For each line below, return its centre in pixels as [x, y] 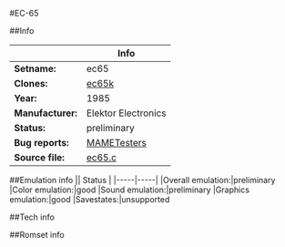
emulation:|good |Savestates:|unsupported [90, 199]
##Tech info [32, 217]
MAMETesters [117, 143]
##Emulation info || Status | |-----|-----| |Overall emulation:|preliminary [142, 180]
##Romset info [37, 235]
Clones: [31, 83]
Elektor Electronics [126, 113]
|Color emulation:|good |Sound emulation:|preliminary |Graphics [130, 190]
